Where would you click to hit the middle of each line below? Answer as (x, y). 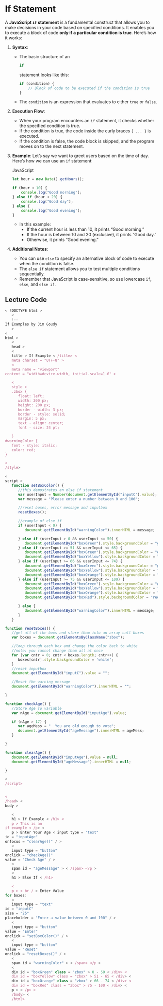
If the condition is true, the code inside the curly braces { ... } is (85, 131)
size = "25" (17, 913)
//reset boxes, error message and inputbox (63, 508)
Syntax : (20, 47)
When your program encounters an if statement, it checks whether (87, 121)
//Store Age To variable (37, 708)
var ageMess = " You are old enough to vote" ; (67, 726)
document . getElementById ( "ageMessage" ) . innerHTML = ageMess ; (81, 731)
